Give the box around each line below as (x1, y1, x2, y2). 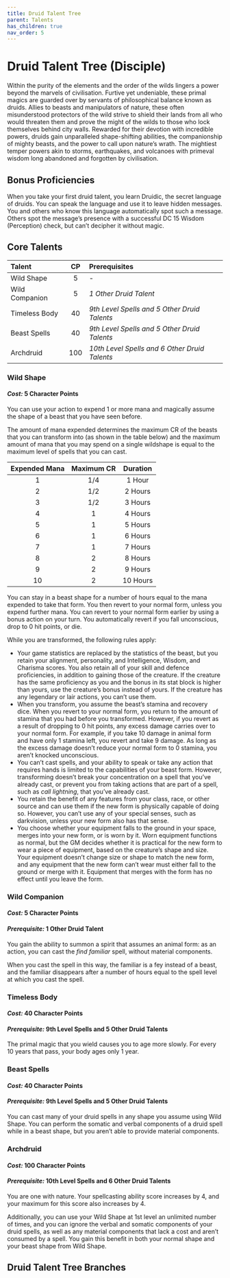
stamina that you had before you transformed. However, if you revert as (16, 714, 219, 722)
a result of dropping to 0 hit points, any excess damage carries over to (16, 722, 216, 730)
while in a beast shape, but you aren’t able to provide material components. (7, 1127, 220, 1135)
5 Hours (124, 519, 151, 529)
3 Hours (124, 497, 151, 507)
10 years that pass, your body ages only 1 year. (7, 1048, 139, 1056)
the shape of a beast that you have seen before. (7, 412, 142, 421)
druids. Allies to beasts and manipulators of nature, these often (7, 104, 185, 112)
